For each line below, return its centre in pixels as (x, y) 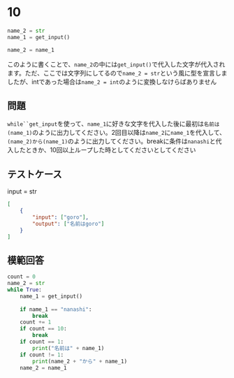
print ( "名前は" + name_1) (68, 348)
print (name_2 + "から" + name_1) (80, 361)
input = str (22, 191)
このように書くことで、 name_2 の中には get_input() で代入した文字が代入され (116, 64)
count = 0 (22, 277)
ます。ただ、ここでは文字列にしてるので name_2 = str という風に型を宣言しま (117, 73)
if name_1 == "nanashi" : (56, 309)
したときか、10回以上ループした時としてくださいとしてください (104, 150)
